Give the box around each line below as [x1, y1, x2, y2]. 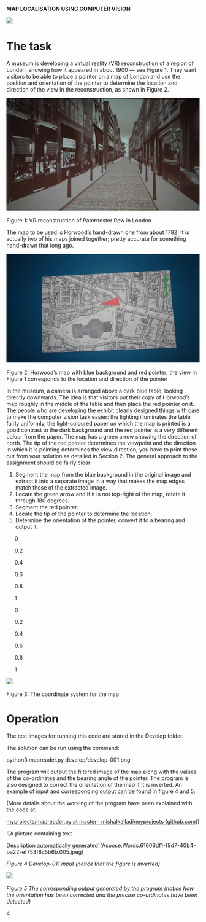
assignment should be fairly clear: [6, 459, 92, 466]
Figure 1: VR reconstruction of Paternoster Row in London [6, 216, 151, 224]
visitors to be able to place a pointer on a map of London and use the [6, 72, 181, 80]
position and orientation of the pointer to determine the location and [6, 79, 178, 87]
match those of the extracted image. [15, 483, 107, 491]
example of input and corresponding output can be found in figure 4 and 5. [6, 787, 196, 795]
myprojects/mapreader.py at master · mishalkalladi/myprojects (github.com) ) [6, 818, 200, 825]
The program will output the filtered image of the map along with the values [6, 768, 197, 775]
